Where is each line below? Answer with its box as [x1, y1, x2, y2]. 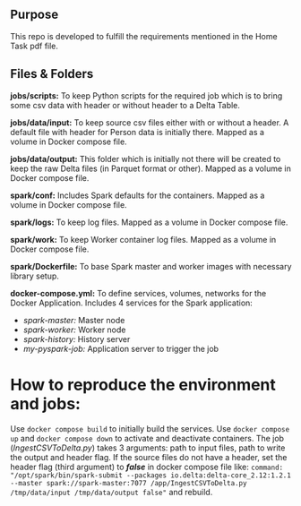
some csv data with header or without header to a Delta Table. [10, 99, 241, 110]
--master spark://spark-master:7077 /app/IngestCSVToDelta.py [10, 478, 247, 487]
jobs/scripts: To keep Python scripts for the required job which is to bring [10, 90, 283, 101]
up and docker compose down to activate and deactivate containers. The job [10, 433, 285, 443]
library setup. [10, 270, 59, 281]
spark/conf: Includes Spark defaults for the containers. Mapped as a [10, 190, 265, 201]
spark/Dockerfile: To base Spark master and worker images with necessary [10, 261, 292, 271]
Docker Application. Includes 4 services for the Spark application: [10, 297, 254, 308]
